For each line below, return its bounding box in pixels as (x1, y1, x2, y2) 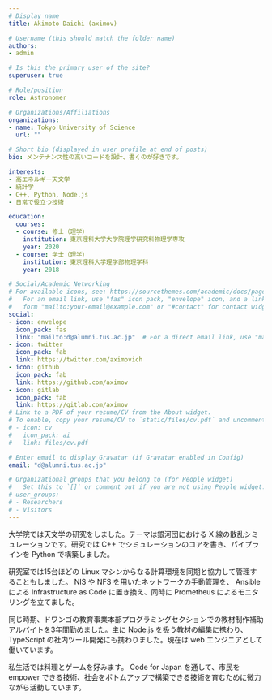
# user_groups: (8, 490, 60, 499)
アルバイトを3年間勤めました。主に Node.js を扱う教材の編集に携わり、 (8, 624, 249, 634)
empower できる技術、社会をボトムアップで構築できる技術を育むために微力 (8, 672, 261, 682)
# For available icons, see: (8, 287, 107, 296)
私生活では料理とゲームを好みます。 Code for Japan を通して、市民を (8, 662, 240, 672)
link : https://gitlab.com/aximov (15, 401, 129, 409)
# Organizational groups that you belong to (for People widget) (8, 476, 233, 484)
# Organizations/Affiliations (8, 108, 111, 116)
